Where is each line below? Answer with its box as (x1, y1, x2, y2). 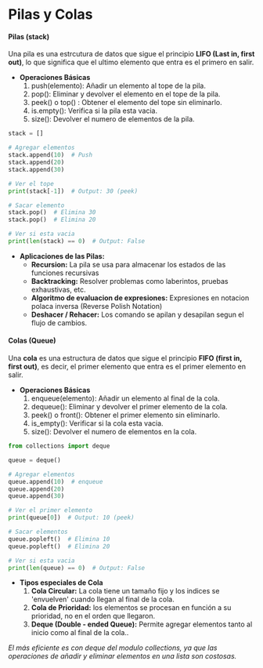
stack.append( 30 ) (8, 165, 65, 173)
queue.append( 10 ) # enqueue (8, 477, 103, 485)
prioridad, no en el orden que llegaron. (31, 612, 156, 621)
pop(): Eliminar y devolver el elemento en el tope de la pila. (31, 89, 221, 99)
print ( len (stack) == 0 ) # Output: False (8, 238, 146, 245)
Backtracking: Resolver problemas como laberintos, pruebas (31, 276, 229, 285)
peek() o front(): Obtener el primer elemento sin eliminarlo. (31, 410, 221, 420)
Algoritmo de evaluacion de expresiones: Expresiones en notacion (31, 292, 250, 303)
